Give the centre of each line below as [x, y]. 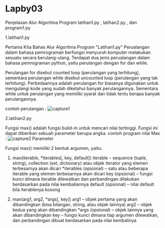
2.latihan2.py [18, 118]
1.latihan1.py [17, 37]
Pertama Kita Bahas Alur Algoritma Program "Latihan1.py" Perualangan [78, 47]
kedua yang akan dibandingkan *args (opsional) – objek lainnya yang [83, 210]
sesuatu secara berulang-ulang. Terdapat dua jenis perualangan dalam [78, 57]
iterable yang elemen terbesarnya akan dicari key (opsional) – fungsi [82, 173]
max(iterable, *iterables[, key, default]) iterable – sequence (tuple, [80, 158]
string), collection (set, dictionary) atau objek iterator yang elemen [80, 163]
